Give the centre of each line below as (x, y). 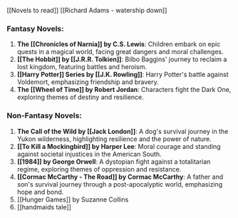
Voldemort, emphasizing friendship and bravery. (88, 82)
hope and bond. (40, 192)
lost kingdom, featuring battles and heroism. (82, 67)
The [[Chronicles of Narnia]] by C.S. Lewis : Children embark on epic (119, 44)
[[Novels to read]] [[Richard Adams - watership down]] (87, 10)
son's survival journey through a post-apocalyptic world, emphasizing (120, 184)
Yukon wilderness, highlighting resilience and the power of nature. (114, 139)
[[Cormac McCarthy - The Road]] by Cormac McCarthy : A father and (120, 177)
